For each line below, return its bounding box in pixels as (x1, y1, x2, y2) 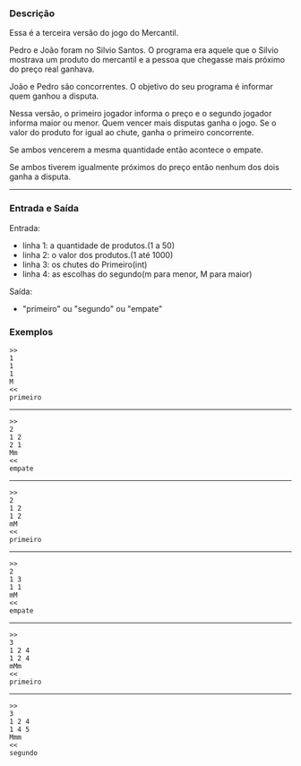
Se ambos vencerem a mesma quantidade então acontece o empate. (9, 144, 264, 155)
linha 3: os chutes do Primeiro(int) (21, 259, 148, 270)
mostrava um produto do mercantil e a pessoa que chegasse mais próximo (9, 55, 285, 65)
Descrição (9, 7, 56, 20)
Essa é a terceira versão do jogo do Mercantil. (9, 28, 179, 39)
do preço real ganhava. (9, 64, 95, 74)
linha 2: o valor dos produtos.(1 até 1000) (21, 249, 174, 260)
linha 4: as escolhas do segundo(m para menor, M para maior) (21, 268, 253, 280)
